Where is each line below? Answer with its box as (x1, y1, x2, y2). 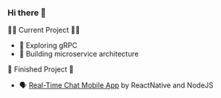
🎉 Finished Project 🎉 (7, 65, 74, 74)
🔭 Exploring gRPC (18, 41, 77, 50)
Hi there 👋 (7, 7, 47, 18)
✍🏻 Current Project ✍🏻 (7, 25, 81, 35)
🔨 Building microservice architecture (18, 49, 139, 59)
